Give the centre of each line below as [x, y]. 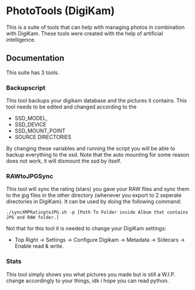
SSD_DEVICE [30, 124]
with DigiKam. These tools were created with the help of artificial [85, 33]
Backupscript [26, 88]
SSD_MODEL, [31, 118]
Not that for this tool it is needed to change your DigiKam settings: [86, 229]
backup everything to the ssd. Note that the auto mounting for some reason [98, 155]
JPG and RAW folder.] [33, 218]
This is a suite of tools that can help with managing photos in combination [95, 27]
